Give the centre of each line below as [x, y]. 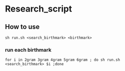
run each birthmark [28, 50]
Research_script [39, 9]
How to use [22, 27]
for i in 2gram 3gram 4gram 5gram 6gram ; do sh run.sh [62, 60]
